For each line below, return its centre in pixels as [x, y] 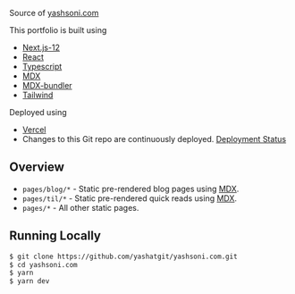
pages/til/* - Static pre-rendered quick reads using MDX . [130, 198]
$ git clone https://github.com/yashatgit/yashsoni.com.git [124, 256]
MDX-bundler [47, 85]
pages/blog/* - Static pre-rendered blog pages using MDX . [131, 189]
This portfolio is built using [58, 30]
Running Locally [55, 236]
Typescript [42, 67]
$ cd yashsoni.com [43, 265]
